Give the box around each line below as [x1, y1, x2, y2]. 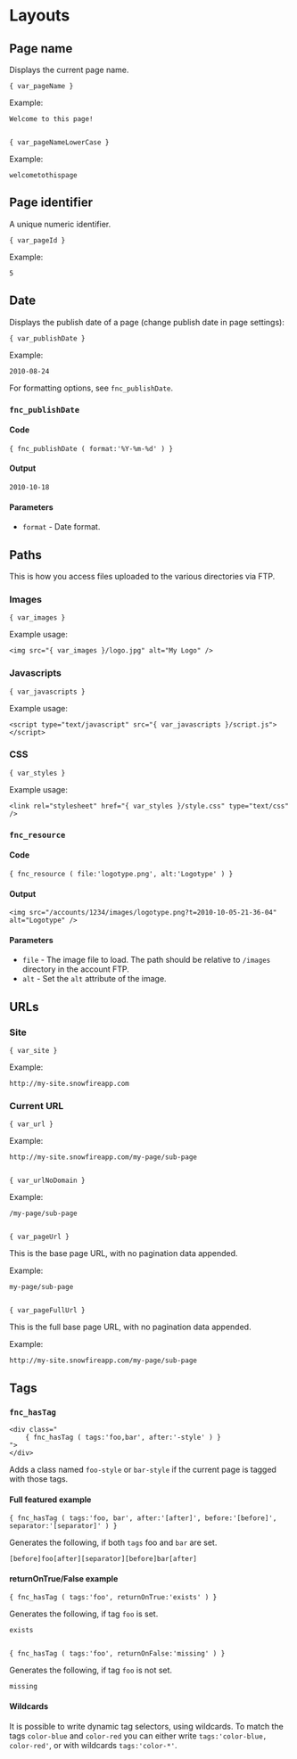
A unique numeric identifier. [9, 218, 111, 229]
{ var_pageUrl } [9, 1232, 70, 1242]
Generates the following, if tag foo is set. [9, 1608, 159, 1619]
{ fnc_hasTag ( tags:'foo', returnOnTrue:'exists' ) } [9, 1593, 218, 1602]
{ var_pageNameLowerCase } [9, 138, 110, 147]
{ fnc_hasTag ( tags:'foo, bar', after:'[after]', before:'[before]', [9, 1514, 277, 1523]
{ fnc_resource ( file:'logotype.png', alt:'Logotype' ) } [9, 869, 234, 878]
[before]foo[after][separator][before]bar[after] [9, 1555, 198, 1564]
